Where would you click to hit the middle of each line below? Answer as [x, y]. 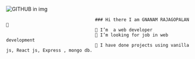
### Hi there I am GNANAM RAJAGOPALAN [142, 20]
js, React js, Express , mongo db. [49, 50]
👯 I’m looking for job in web [131, 35]
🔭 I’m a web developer [124, 30]
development [20, 40]
